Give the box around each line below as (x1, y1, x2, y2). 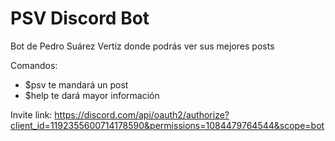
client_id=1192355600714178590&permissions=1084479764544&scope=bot (10, 119, 325, 131)
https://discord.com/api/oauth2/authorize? (54, 108, 230, 121)
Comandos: (10, 59, 58, 71)
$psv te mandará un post (24, 78, 129, 91)
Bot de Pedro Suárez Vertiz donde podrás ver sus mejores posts (10, 40, 275, 52)
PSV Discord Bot (10, 7, 150, 30)
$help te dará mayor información (24, 89, 160, 101)
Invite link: (10, 108, 53, 121)
